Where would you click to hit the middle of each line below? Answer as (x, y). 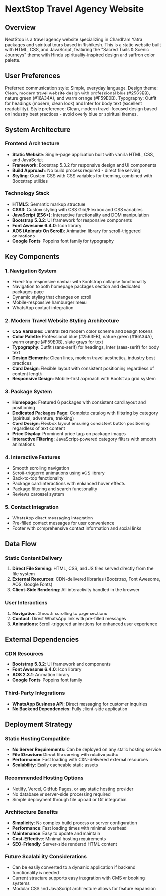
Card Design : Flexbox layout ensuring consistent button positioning (81, 424)
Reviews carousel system (38, 494)
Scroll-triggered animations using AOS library (58, 473)
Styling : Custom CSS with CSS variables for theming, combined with (82, 175)
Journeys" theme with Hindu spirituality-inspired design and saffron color (80, 55)
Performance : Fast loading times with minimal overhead (69, 828)
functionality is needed (36, 873)
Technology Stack (27, 193)
